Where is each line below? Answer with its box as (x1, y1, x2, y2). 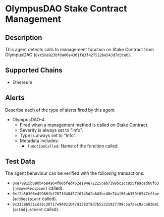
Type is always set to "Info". (19, 132, 77, 138)
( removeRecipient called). (12, 185, 64, 191)
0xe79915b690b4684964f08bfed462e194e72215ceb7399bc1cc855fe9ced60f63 (12, 181, 160, 186)
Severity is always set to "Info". (19, 127, 83, 133)
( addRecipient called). (12, 196, 57, 202)
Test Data (5, 157, 36, 166)
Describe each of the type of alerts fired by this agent (5, 107, 115, 113)
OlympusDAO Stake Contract (5, 3, 127, 14)
